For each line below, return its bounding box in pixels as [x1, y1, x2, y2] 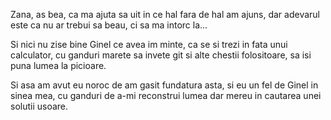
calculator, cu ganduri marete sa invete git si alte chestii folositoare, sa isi [10, 49, 312, 61]
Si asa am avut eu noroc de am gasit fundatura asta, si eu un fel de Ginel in [10, 79, 319, 91]
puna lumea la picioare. [10, 60, 107, 71]
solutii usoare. [10, 100, 69, 112]
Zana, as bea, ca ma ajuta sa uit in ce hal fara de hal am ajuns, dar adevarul [10, 9, 320, 20]
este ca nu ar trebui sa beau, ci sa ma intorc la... [10, 19, 208, 31]
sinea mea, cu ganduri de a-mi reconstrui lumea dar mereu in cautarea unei [10, 90, 322, 101]
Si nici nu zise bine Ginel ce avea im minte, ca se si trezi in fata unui [10, 39, 288, 50]
